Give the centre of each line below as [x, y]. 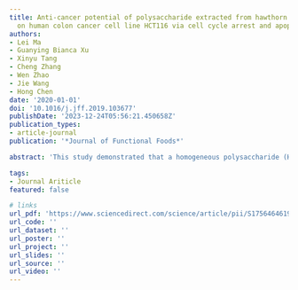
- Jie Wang [29, 83]
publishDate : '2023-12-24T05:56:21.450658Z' [93, 116]
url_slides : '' [37, 255]
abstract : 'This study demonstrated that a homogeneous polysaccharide [144, 157]
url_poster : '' [37, 239]
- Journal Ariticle [45, 181]
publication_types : [45, 125]
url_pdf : [25, 214]
